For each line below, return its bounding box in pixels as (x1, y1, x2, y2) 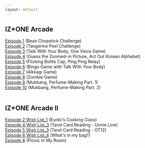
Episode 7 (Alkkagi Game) (5, 69, 57, 75)
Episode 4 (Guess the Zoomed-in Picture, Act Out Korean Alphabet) (5, 54, 141, 59)
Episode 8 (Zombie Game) (5, 74, 57, 80)
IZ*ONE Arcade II (5, 104, 58, 112)
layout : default (5, 7, 38, 12)
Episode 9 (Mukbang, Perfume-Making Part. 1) (5, 79, 98, 85)
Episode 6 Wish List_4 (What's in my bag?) (5, 132, 91, 138)
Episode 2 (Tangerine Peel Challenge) (5, 43, 81, 49)
